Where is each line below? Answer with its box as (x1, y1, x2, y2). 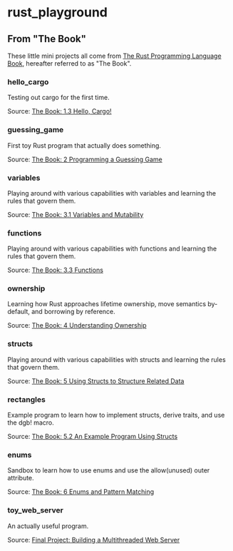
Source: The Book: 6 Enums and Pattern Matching (7, 487, 155, 496)
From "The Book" (7, 33, 87, 45)
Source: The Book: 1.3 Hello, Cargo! (7, 107, 112, 116)
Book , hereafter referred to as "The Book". (7, 59, 132, 68)
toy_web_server (7, 505, 64, 515)
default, (7, 308, 31, 316)
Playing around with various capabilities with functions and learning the (7, 244, 217, 253)
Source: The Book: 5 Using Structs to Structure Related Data (7, 376, 185, 385)
